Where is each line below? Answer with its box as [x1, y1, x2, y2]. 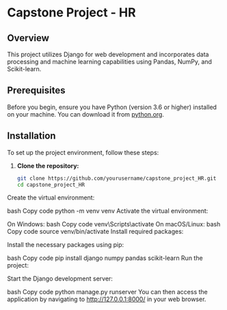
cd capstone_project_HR [16, 181, 85, 188]
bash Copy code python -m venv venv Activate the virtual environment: [7, 207, 209, 215]
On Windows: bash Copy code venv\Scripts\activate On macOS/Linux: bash [7, 220, 221, 228]
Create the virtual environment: [7, 193, 95, 202]
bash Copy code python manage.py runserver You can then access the [7, 288, 208, 296]
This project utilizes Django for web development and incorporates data [7, 50, 209, 58]
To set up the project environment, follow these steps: [7, 148, 159, 156]
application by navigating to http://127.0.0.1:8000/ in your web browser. [7, 295, 206, 303]
